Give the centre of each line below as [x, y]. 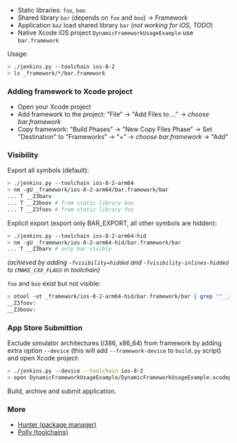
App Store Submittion [45, 327]
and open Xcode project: [43, 358]
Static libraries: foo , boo [51, 10]
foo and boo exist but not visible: [54, 284]
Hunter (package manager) [57, 425]
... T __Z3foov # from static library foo [71, 210]
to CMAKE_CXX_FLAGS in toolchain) [54, 270]
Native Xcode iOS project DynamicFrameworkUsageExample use [105, 32]
